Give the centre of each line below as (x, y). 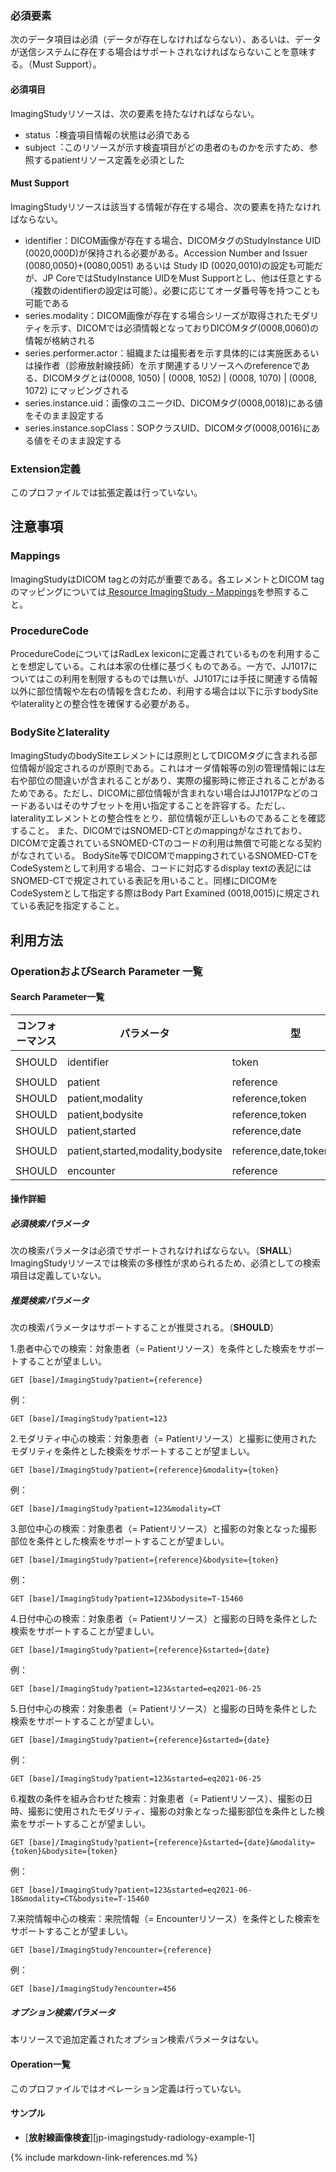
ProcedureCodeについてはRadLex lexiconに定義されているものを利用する (161, 653)
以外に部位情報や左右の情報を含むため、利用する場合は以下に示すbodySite (164, 691)
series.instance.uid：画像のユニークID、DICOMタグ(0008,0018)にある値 (174, 403)
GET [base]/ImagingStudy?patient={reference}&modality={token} (145, 1470)
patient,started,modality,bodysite (144, 1150)
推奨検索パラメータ (50, 1300)
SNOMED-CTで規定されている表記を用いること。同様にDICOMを (144, 881)
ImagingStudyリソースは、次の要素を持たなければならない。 (135, 113)
